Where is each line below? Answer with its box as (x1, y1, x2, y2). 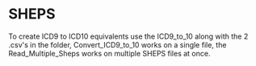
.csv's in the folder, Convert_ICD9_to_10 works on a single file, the (8, 39, 227, 49)
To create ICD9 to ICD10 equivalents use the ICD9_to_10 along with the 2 (8, 31, 249, 41)
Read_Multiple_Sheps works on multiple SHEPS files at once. (8, 48, 211, 58)
